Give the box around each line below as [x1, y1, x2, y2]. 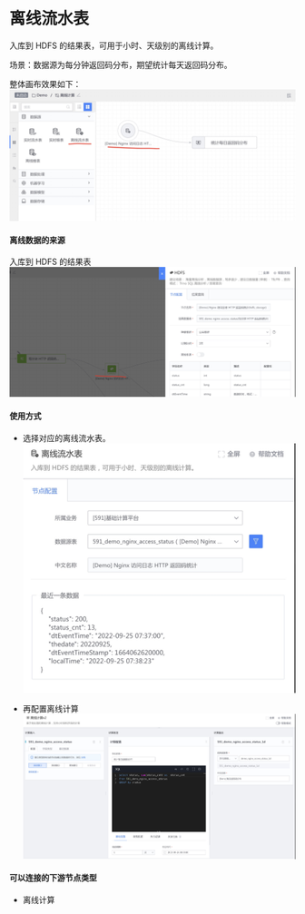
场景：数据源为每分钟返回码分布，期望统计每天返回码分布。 [9, 59, 232, 70]
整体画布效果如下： [9, 78, 82, 89]
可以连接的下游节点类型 [9, 872, 97, 883]
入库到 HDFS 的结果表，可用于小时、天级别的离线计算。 [9, 40, 219, 51]
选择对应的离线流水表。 [22, 432, 111, 443]
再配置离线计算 [22, 703, 79, 714]
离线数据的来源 [9, 234, 65, 245]
